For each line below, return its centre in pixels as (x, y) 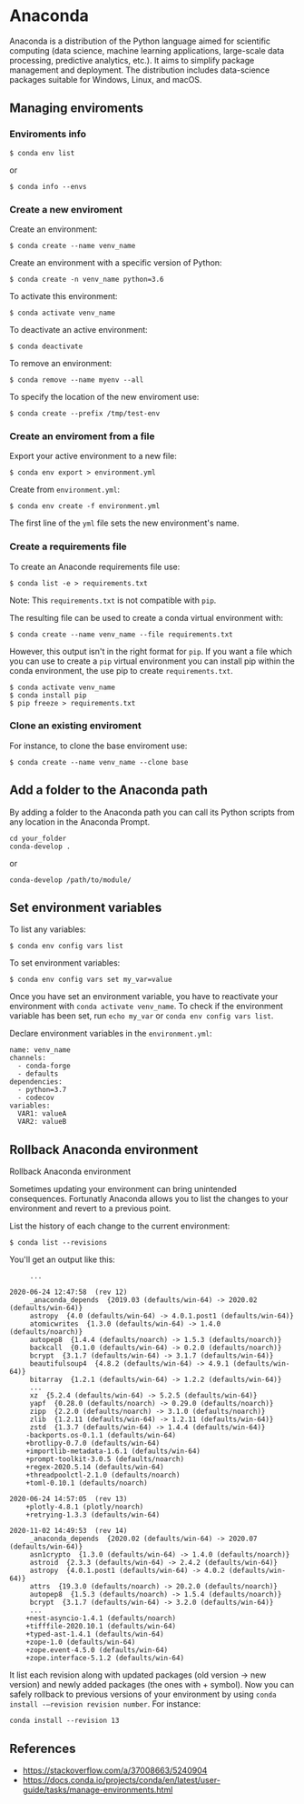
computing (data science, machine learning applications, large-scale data (147, 50)
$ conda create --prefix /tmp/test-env (85, 413)
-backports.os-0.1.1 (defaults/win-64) (101, 1436)
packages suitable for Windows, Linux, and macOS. (106, 79)
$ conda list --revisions (58, 1243)
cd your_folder (38, 838)
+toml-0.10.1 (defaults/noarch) (87, 1483)
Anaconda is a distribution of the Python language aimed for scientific (140, 41)
